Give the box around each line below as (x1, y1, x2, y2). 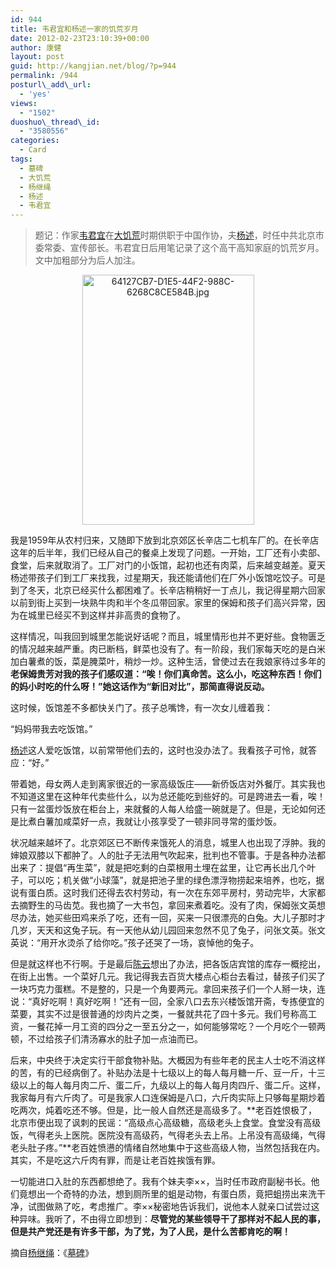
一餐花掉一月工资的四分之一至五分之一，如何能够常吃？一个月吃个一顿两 (27, 1021, 326, 1033)
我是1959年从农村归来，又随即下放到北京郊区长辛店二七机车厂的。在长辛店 (10, 534, 320, 546)
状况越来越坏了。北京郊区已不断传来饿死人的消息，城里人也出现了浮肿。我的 (10, 837, 326, 849)
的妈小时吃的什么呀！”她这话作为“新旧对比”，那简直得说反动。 (10, 681, 270, 693)
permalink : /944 (10, 71, 78, 81)
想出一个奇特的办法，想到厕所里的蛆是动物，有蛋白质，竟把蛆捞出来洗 (27, 1188, 317, 1200)
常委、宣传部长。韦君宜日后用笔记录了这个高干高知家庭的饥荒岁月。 (43, 242, 325, 254)
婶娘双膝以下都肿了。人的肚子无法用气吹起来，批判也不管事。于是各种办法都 (10, 849, 326, 861)
